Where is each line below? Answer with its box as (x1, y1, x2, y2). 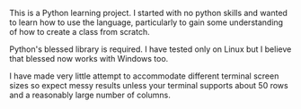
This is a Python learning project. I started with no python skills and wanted (9, 8, 288, 18)
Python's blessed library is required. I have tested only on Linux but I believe (9, 44, 292, 54)
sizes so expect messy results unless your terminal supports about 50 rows (9, 80, 289, 90)
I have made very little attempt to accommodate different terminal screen (9, 71, 279, 81)
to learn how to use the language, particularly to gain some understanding (9, 17, 284, 28)
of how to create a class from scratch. (9, 27, 150, 37)
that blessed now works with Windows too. (9, 54, 169, 63)
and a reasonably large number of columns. (9, 89, 171, 100)
